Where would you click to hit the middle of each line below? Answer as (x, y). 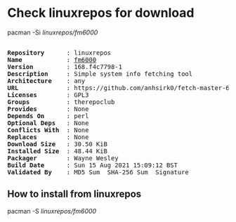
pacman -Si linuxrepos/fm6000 (53, 32)
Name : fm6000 (52, 60)
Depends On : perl (48, 116)
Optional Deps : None (48, 123)
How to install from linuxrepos (74, 194)
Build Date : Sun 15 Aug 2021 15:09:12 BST (92, 165)
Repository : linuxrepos (59, 53)
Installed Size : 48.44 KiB (57, 151)
